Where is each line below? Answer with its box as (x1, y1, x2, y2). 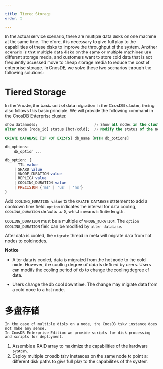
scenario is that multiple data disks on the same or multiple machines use (5, 49, 152, 55)
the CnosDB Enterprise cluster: (5, 113, 67, 119)
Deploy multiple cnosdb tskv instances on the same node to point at (12, 353, 148, 359)
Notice (5, 247, 19, 253)
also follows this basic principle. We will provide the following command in (5, 108, 154, 114)
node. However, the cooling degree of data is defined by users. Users (12, 262, 151, 267)
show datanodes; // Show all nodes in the (5, 123, 147, 127)
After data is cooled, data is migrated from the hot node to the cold (12, 256, 146, 263)
